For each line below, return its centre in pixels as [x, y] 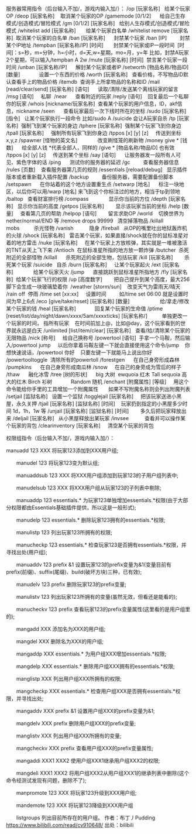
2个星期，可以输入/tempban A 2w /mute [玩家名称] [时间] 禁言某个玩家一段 [97, 60]
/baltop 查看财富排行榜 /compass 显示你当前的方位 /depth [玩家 [93, 199]
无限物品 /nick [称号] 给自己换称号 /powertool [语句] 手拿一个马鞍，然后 [96, 338]
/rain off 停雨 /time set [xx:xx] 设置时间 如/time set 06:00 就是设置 [94, 294]
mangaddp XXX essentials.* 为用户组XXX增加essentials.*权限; [91, 654]
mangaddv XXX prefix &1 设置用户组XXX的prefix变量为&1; [85, 711]
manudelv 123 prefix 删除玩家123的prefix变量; [71, 584]
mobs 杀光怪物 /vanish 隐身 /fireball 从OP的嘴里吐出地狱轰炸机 [97, 228]
